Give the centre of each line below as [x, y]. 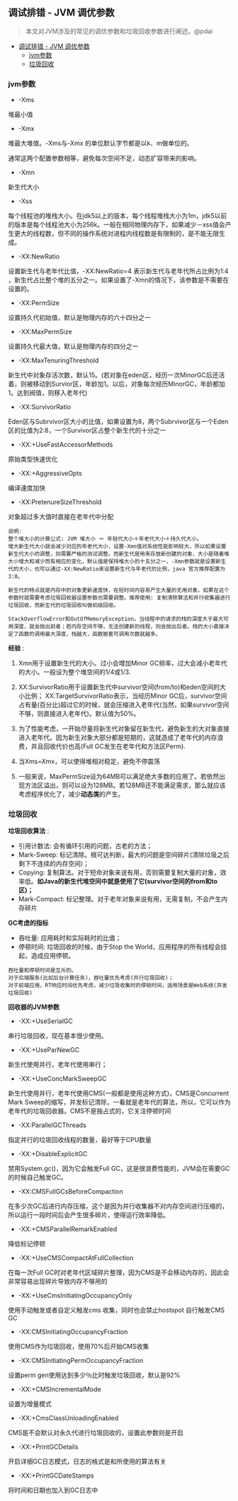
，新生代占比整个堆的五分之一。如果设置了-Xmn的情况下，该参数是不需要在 [119, 280]
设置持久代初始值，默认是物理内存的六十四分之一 [79, 318]
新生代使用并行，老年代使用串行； [58, 1065]
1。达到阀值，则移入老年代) [48, 393]
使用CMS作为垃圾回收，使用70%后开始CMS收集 [79, 1347]
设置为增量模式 [30, 1404]
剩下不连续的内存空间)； [53, 864]
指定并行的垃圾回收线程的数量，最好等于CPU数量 [80, 1140]
